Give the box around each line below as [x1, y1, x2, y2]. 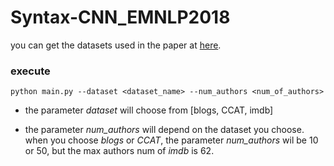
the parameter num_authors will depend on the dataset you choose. [24, 124, 305, 136]
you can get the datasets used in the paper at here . [10, 39, 222, 51]
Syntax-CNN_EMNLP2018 [10, 6, 231, 29]
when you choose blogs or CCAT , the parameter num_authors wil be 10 [24, 134, 319, 146]
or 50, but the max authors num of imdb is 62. [24, 145, 215, 157]
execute [10, 64, 51, 78]
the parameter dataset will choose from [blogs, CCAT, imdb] [24, 104, 274, 116]
